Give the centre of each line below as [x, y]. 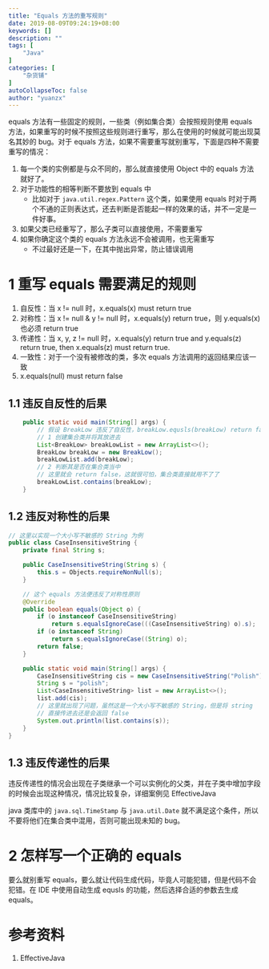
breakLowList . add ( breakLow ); [86, 460]
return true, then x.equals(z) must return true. [95, 348]
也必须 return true [49, 328]
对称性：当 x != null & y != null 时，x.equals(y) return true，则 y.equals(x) [140, 319]
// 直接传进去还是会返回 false [83, 713]
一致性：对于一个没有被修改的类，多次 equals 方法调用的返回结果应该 [134, 357]
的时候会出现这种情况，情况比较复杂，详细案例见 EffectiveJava [112, 794]
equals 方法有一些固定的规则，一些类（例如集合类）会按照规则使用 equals [130, 122]
